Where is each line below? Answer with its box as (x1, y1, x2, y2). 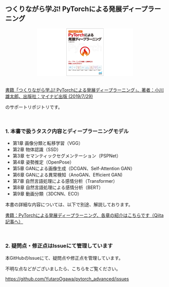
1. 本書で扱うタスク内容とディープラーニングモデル (5, 128, 129, 135)
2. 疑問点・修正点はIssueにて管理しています (5, 242, 113, 250)
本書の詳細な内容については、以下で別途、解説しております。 (5, 201, 133, 208)
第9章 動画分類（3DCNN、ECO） (12, 191, 82, 197)
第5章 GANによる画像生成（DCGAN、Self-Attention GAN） (12, 166, 135, 172)
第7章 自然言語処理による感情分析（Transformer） (12, 178, 118, 184)
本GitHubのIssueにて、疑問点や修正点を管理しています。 (5, 255, 123, 261)
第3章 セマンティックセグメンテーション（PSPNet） (12, 153, 121, 159)
